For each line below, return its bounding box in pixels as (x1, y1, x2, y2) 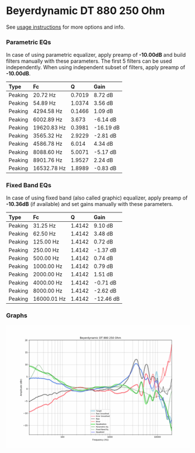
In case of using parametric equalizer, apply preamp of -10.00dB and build (6, 52, 186, 59)
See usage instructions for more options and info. (6, 23, 126, 30)
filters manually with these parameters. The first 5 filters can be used (6, 57, 172, 65)
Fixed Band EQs (6, 181, 51, 189)
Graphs (6, 311, 27, 320)
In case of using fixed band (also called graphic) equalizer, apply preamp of (6, 194, 188, 201)
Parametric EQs (6, 38, 51, 46)
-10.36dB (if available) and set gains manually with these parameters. (6, 201, 173, 208)
